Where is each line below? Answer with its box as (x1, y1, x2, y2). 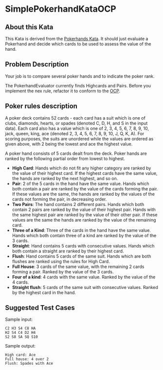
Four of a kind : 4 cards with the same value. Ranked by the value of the (12, 274, 156, 280)
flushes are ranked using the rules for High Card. (12, 258, 110, 264)
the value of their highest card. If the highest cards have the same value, (12, 170, 158, 176)
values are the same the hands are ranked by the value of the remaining (12, 217, 157, 223)
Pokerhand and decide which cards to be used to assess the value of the (5, 41, 151, 47)
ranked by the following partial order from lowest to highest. (5, 155, 125, 162)
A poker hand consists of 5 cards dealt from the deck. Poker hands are (5, 150, 147, 156)
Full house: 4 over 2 (5, 357, 49, 362)
